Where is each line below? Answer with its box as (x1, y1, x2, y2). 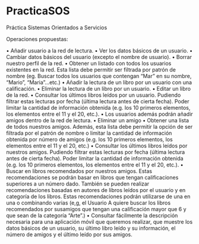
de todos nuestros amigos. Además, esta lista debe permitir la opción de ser (6, 123, 193, 130)
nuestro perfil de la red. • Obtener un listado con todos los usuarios (6, 60, 172, 67)
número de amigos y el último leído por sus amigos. (6, 231, 132, 238)
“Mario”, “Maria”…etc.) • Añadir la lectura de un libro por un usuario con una (6, 79, 192, 86)
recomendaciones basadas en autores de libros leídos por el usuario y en (6, 186, 186, 193)
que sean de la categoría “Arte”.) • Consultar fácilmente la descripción (6, 212, 178, 219)
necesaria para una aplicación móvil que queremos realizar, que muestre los (6, 218, 193, 225)
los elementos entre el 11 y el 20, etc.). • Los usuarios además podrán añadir (6, 110, 193, 118)
